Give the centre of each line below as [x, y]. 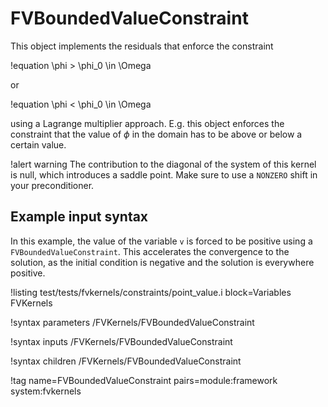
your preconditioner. [52, 185]
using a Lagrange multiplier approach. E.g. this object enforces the [147, 123]
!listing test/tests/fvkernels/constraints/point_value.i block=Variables [151, 292]
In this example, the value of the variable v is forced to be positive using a [161, 241]
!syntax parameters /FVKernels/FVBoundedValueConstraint [132, 322]
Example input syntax [79, 217]
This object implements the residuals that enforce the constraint [142, 46]
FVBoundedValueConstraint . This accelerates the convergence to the [150, 251]
